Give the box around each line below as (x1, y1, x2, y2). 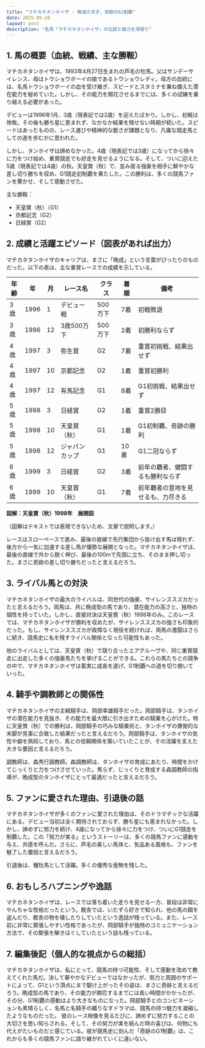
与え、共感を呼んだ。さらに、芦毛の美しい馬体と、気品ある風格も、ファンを (6, 841, 198, 848)
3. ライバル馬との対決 (6, 578, 88, 589)
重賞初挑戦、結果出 (138, 342, 193, 351)
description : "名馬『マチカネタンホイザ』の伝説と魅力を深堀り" (6, 26, 152, 32)
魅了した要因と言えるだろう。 (6, 849, 81, 856)
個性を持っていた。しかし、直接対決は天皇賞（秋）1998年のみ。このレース (6, 611, 195, 618)
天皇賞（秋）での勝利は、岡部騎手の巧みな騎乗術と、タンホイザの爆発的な (11, 722, 199, 729)
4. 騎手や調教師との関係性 (6, 689, 104, 700)
